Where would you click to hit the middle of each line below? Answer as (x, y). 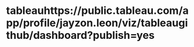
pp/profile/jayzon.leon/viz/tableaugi (97, 23)
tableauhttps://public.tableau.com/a (98, 11)
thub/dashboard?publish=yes (80, 35)
